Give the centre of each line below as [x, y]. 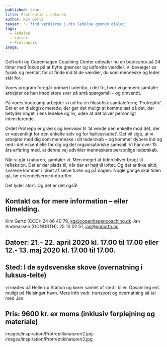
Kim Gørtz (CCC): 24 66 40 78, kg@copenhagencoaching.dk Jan [73, 221]
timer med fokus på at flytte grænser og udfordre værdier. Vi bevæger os [81, 67]
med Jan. [15, 298]
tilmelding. [22, 209]
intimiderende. [20, 118]
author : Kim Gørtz [24, 19]
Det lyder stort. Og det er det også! [41, 185]
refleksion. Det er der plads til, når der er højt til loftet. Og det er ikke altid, [81, 165]
